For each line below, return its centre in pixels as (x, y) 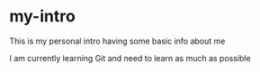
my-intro (43, 16)
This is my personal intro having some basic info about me (117, 41)
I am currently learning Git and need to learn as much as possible (130, 58)
